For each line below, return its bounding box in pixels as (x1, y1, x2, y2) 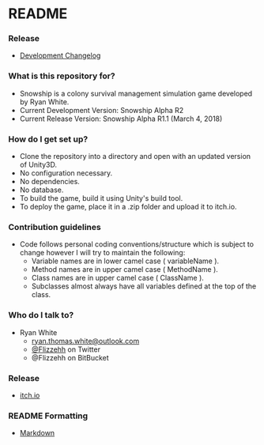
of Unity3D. (19, 160, 58, 170)
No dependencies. (19, 177, 81, 187)
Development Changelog (19, 51, 101, 60)
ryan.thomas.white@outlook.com (31, 336, 140, 345)
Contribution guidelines (8, 222, 101, 232)
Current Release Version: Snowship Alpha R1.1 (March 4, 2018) (19, 114, 223, 123)
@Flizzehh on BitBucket (31, 353, 109, 362)
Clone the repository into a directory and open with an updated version (19, 152, 251, 161)
